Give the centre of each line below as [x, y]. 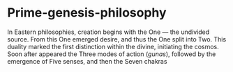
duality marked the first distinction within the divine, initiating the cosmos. [113, 46]
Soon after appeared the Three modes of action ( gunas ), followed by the [112, 54]
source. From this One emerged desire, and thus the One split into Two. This [117, 39]
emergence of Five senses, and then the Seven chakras [87, 61]
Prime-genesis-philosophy [87, 13]
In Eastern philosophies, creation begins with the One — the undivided [108, 32]
